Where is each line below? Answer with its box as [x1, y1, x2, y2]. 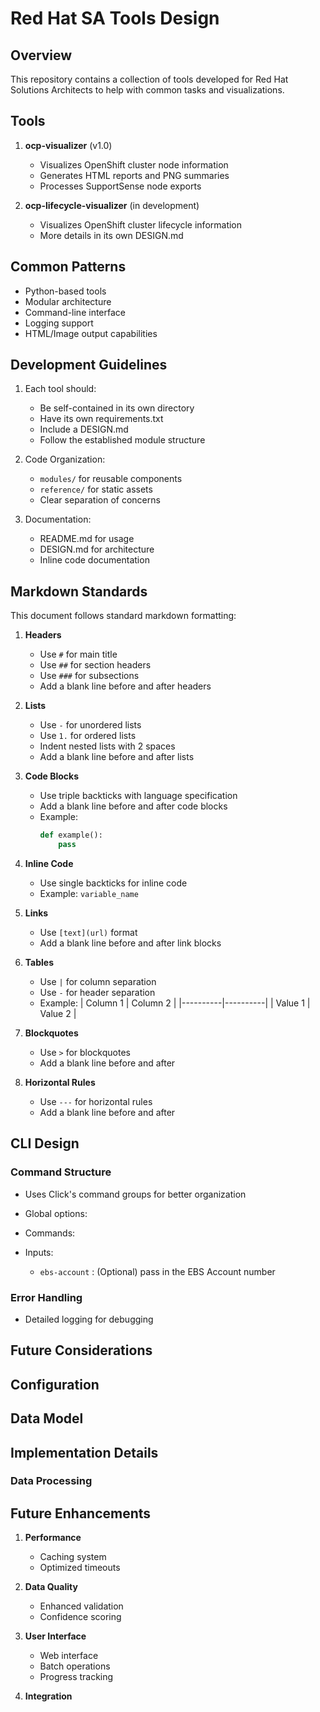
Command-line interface [24, 306, 126, 318]
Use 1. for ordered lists [39, 730, 137, 742]
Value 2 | [39, 1008, 77, 1019]
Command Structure [10, 1165, 112, 1179]
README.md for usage [39, 533, 135, 545]
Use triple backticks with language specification [39, 790, 238, 802]
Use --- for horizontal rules [39, 1096, 153, 1107]
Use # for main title [39, 648, 118, 661]
